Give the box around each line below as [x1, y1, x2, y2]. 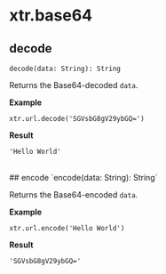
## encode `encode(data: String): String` [9, 173, 158, 182]
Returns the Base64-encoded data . [9, 189, 138, 200]
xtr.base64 [9, 5, 93, 26]
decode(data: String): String [9, 64, 122, 73]
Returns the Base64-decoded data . [9, 80, 138, 90]
